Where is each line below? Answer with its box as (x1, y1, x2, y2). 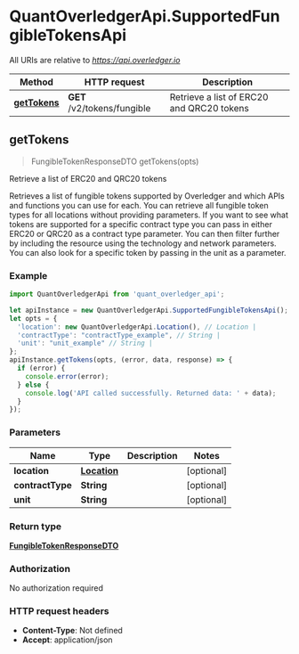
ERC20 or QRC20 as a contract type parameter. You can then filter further (9, 228, 280, 239)
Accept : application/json (21, 634, 113, 645)
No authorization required (9, 583, 104, 593)
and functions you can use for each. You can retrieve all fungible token (9, 200, 269, 210)
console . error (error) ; (25, 372, 109, 380)
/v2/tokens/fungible (68, 102, 151, 114)
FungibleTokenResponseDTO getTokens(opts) (30, 156, 199, 167)
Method (19, 76, 53, 88)
